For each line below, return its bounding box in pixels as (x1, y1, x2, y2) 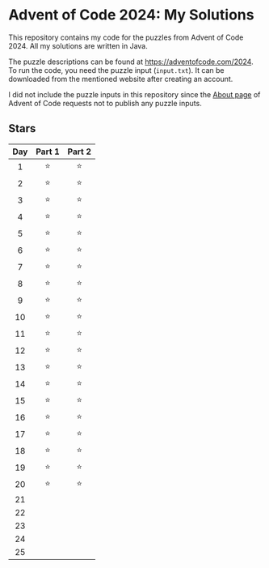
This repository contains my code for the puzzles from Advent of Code (8, 32, 244, 42)
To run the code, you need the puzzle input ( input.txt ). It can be (8, 65, 225, 75)
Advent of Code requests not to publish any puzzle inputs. (8, 98, 202, 108)
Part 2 (67, 146, 91, 157)
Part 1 (36, 146, 60, 157)
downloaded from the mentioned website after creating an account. (8, 74, 233, 83)
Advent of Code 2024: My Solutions (8, 6, 254, 24)
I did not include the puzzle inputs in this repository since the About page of (8, 89, 261, 99)
